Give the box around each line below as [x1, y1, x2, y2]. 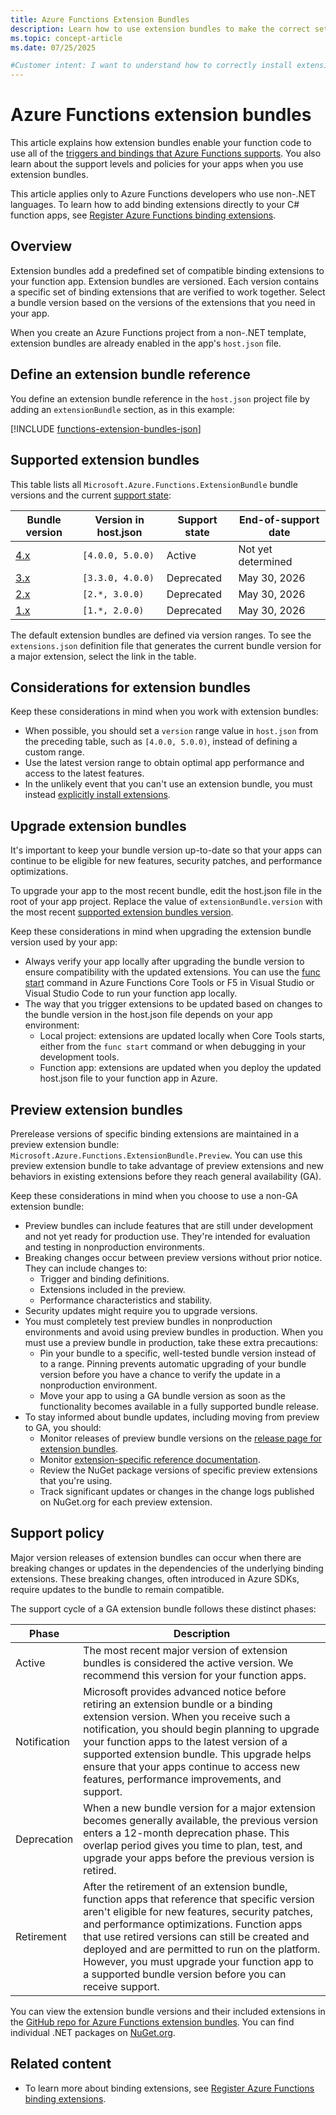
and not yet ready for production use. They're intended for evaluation [24, 1230, 311, 1242]
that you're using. [39, 1474, 113, 1486]
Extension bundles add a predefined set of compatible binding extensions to [10, 264, 325, 276]
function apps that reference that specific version [83, 1892, 315, 1906]
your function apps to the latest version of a [83, 1734, 288, 1748]
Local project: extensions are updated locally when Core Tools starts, [39, 1030, 326, 1042]
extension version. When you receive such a [83, 1709, 291, 1723]
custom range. [24, 746, 85, 758]
